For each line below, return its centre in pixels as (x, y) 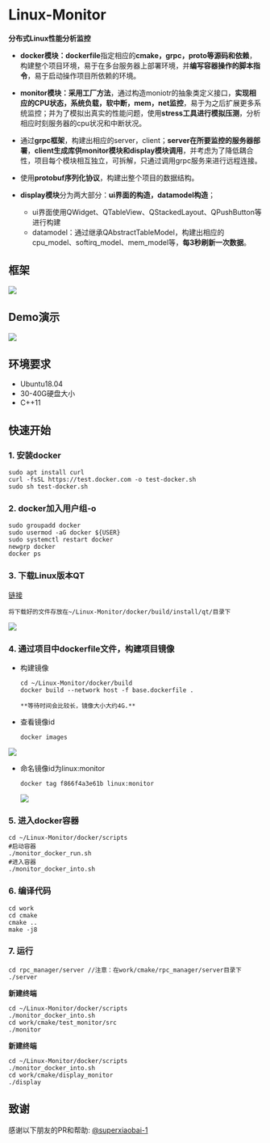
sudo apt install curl (46, 473)
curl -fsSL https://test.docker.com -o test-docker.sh (102, 480)
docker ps (25, 554)
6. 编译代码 (30, 891)
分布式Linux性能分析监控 (50, 38)
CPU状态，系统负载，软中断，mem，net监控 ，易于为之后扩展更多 (144, 103)
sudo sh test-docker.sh (48, 487)
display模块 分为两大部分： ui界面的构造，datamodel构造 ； (118, 195)
